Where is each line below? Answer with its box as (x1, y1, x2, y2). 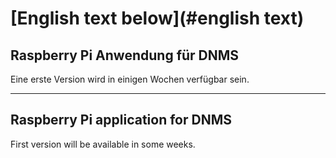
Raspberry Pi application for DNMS (10, 112, 233, 129)
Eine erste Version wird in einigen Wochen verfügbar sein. (10, 73, 250, 85)
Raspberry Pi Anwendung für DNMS (10, 47, 240, 64)
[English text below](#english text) (10, 7, 305, 30)
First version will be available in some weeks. (10, 138, 196, 150)
